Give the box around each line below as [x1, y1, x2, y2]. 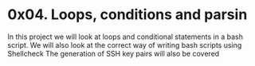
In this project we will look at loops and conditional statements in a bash [7, 32, 244, 41]
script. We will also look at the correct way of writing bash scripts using [7, 40, 242, 49]
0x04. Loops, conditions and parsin [7, 6, 248, 24]
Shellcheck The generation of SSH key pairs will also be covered [7, 49, 220, 58]
